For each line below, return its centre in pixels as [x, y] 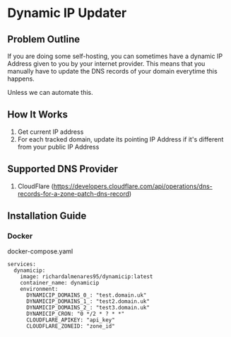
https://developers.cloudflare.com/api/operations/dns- [133, 186]
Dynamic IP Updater [67, 13]
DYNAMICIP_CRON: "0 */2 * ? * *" [75, 314]
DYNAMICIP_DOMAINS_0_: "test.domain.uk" [86, 295]
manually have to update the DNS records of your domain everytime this [112, 71]
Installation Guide [47, 216]
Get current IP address [51, 132]
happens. [21, 79]
